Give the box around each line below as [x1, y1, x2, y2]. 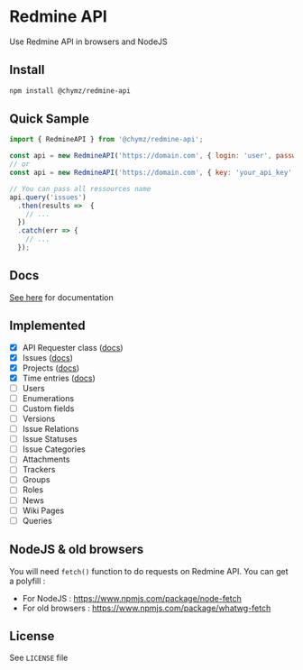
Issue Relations [22, 424, 79, 435]
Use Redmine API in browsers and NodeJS [9, 36, 169, 47]
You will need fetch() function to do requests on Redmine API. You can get [9, 565, 289, 576]
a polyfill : [9, 575, 46, 586]
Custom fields [22, 403, 75, 414]
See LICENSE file [9, 652, 69, 664]
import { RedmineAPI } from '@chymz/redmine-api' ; [9, 135, 204, 144]
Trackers [22, 464, 56, 475]
